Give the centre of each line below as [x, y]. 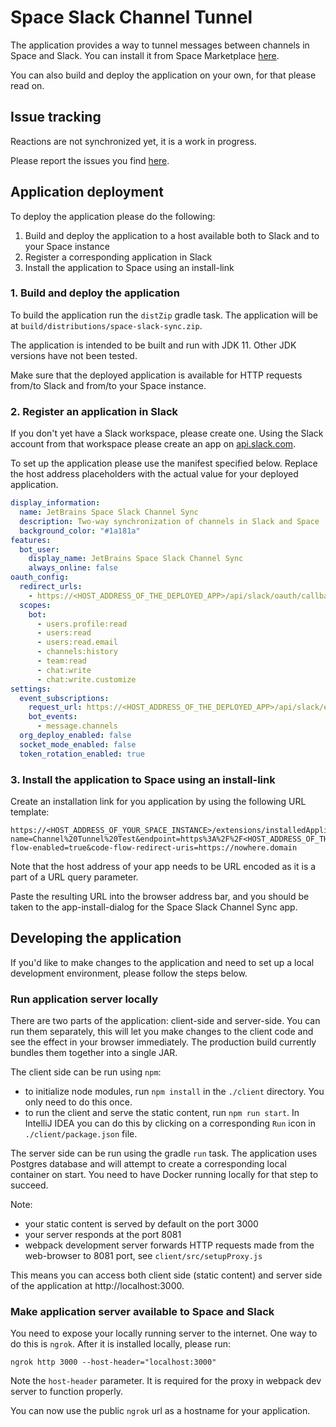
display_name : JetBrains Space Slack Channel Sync [136, 559]
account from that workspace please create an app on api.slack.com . [153, 444]
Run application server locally [84, 999]
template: [30, 812]
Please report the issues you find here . [90, 160]
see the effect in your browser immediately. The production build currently [163, 1042]
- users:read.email [77, 642]
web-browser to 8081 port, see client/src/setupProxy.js [143, 1256]
